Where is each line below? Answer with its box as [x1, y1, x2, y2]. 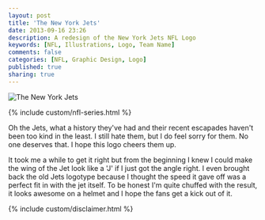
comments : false [8, 48, 62, 56]
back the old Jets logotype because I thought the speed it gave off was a [8, 172, 247, 181]
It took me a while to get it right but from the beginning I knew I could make [8, 155, 253, 165]
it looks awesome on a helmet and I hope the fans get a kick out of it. [8, 188, 233, 198]
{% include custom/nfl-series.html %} [8, 108, 132, 117]
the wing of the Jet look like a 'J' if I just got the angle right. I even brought [8, 163, 250, 173]
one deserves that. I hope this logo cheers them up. [8, 139, 176, 149]
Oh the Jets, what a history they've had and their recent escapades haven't [8, 123, 254, 132]
